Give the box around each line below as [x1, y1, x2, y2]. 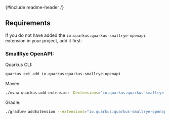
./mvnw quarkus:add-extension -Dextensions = [5, 90, 101, 95]
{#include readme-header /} [5, 5, 64, 10]
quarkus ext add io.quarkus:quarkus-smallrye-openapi [5, 72, 121, 77]
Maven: [5, 80, 21, 86]
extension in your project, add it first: [5, 37, 82, 43]
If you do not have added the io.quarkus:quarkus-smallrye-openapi [5, 32, 146, 38]
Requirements [5, 19, 51, 27]
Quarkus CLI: [5, 62, 33, 68]
